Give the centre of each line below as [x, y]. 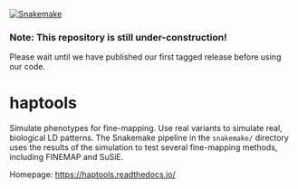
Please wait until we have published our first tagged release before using [145, 57]
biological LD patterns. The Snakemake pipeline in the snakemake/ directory [149, 138]
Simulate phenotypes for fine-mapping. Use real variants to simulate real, [146, 128]
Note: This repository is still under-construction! [119, 37]
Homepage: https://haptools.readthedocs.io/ [93, 175]
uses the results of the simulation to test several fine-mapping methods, [144, 147]
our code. [28, 67]
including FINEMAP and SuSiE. [67, 157]
